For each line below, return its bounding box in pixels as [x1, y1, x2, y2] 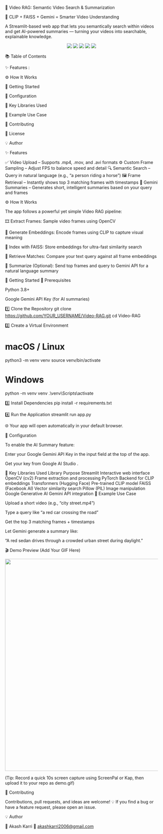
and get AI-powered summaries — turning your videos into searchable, [5, 29, 147, 34]
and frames [5, 190, 28, 195]
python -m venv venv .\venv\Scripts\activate [5, 390, 94, 396]
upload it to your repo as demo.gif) [5, 780, 75, 786]
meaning [5, 235, 23, 240]
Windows [5, 374, 44, 385]
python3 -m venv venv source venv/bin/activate [5, 357, 101, 363]
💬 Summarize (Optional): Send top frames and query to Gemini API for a [5, 263, 149, 269]
